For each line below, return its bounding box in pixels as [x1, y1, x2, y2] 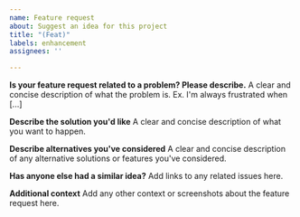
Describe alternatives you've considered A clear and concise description [9, 144, 286, 155]
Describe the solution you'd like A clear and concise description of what [9, 117, 282, 127]
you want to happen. [9, 126, 86, 137]
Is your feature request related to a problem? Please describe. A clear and [9, 80, 291, 90]
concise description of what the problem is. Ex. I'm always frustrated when [9, 90, 288, 100]
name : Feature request [9, 13, 95, 23]
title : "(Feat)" [9, 30, 70, 39]
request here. [9, 198, 60, 209]
